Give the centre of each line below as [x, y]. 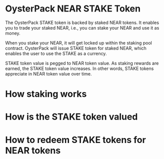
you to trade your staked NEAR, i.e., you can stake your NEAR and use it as [82, 27]
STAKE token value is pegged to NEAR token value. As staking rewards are [82, 63]
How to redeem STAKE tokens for [75, 140]
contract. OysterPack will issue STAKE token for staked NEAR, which [76, 48]
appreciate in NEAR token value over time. [48, 73]
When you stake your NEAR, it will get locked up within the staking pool [79, 42]
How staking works [46, 94]
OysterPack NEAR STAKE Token [73, 9]
